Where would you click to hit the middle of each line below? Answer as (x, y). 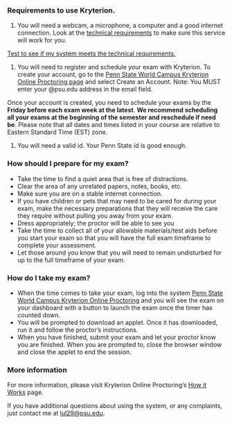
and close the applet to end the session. (74, 352)
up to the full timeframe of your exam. (71, 260)
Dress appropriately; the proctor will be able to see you (96, 223)
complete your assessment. (57, 245)
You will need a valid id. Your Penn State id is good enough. (102, 146)
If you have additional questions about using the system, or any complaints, (115, 406)
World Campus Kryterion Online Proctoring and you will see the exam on (121, 300)
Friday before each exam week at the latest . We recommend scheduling (113, 110)
